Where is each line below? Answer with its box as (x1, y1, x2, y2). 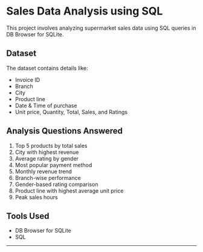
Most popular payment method (14, 161, 92, 168)
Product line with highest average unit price (14, 187, 124, 194)
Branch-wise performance (14, 174, 81, 181)
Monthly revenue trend (14, 168, 72, 175)
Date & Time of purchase (14, 102, 77, 109)
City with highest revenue (14, 148, 79, 156)
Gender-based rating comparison (14, 181, 98, 188)
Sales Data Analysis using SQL (6, 4, 163, 18)
